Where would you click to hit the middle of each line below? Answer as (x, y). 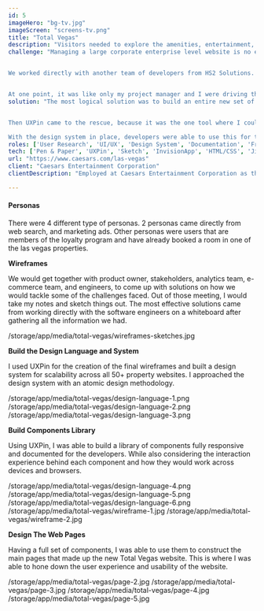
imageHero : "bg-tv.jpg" (47, 23)
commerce (26, 287)
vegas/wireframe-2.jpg (45, 519)
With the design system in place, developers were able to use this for (130, 137)
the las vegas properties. (48, 248)
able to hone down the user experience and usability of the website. (118, 566)
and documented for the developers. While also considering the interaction (130, 454)
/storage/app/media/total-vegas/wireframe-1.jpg (86, 511)
